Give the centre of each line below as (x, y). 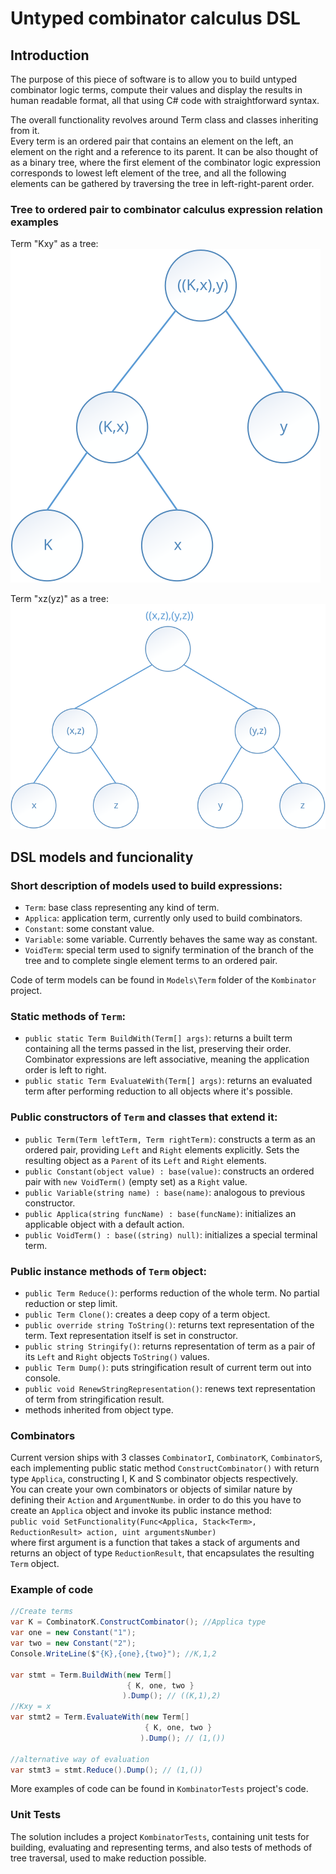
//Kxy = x (31, 1707)
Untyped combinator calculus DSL (155, 18)
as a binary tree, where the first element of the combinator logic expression (166, 162)
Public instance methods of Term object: (108, 1271)
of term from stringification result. (94, 1399)
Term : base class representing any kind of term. (122, 907)
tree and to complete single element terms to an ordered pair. (151, 960)
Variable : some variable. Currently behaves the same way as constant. (171, 939)
